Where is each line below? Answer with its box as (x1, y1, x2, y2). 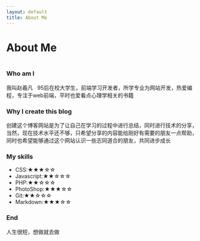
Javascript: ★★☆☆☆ (15, 172, 71, 180)
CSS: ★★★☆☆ (15, 166, 56, 174)
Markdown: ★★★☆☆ (15, 199, 72, 206)
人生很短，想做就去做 (6, 228, 59, 236)
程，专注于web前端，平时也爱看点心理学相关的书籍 (6, 92, 134, 99)
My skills (6, 152, 33, 161)
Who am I (6, 69, 35, 78)
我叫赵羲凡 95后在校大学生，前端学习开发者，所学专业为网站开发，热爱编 (6, 84, 193, 91)
